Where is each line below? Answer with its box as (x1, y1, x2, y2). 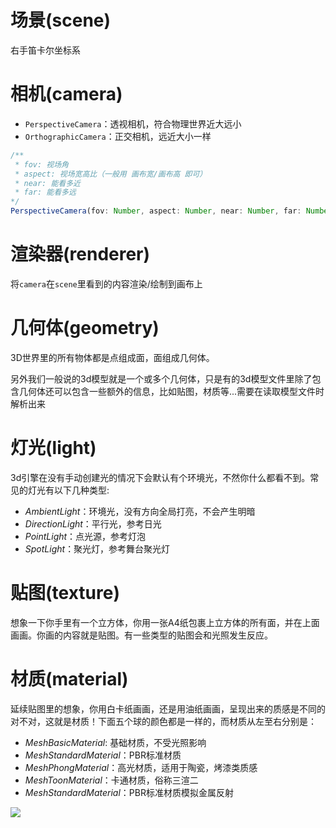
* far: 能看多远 (14, 187, 77, 198)
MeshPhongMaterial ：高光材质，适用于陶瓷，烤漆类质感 (24, 761, 258, 773)
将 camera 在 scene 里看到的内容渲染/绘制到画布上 (10, 277, 203, 290)
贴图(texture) (10, 582, 120, 604)
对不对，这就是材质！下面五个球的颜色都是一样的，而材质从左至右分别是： (10, 715, 317, 727)
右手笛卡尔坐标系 (10, 44, 81, 56)
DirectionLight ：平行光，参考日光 (24, 517, 162, 530)
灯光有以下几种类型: (27, 484, 110, 496)
